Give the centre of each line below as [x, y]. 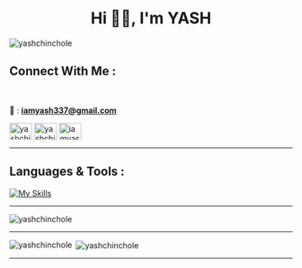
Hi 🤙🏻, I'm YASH [151, 18]
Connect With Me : [63, 71]
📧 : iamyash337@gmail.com [63, 110]
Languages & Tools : [67, 172]
